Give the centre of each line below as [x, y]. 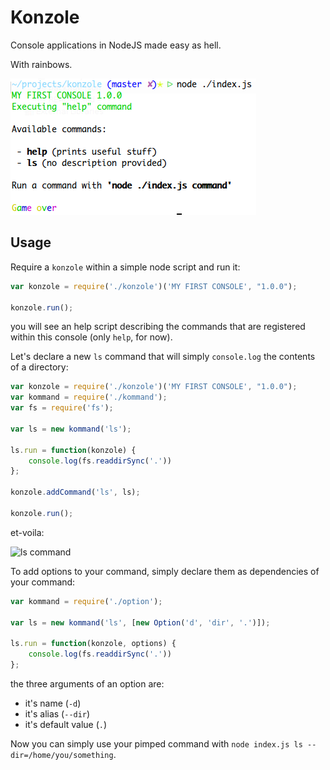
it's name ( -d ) [53, 703]
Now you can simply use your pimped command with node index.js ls [156, 743]
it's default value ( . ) [66, 724]
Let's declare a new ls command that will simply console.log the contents [163, 357]
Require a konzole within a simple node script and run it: [125, 267]
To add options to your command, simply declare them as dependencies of [165, 571]
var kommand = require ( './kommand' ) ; [89, 397]
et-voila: [27, 532]
